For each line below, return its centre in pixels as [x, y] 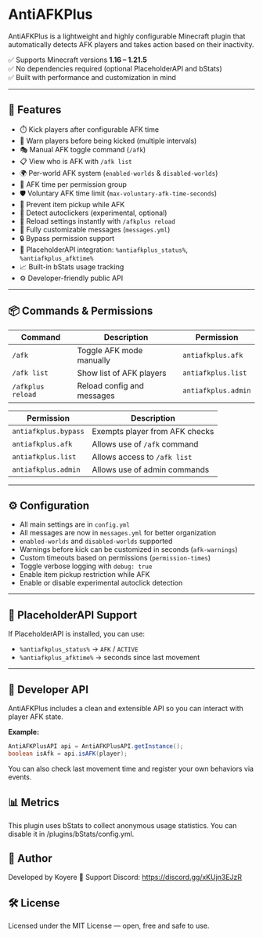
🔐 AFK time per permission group [73, 184]
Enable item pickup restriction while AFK [85, 575]
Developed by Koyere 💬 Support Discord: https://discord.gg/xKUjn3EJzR [125, 878]
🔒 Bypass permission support [67, 238]
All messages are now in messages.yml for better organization [118, 533]
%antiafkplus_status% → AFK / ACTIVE [79, 649]
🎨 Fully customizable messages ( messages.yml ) [95, 229]
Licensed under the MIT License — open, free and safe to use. [109, 926]
